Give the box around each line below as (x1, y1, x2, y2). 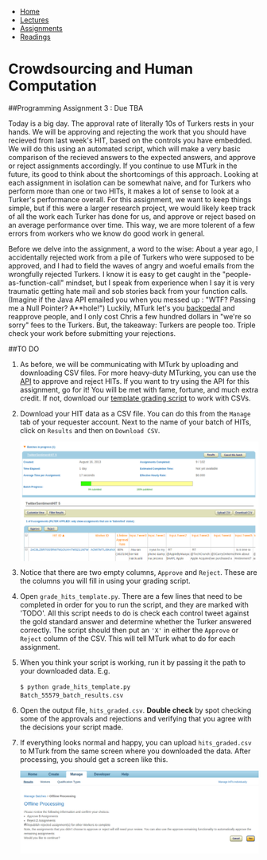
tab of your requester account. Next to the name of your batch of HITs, (19, 417, 252, 427)
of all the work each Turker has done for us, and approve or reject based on (8, 211, 257, 221)
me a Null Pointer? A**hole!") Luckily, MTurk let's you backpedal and (8, 303, 235, 313)
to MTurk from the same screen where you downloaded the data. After (19, 746, 251, 756)
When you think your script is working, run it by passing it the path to (19, 657, 246, 667)
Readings (19, 32, 51, 41)
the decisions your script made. (19, 722, 124, 732)
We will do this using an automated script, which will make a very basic (8, 143, 241, 154)
